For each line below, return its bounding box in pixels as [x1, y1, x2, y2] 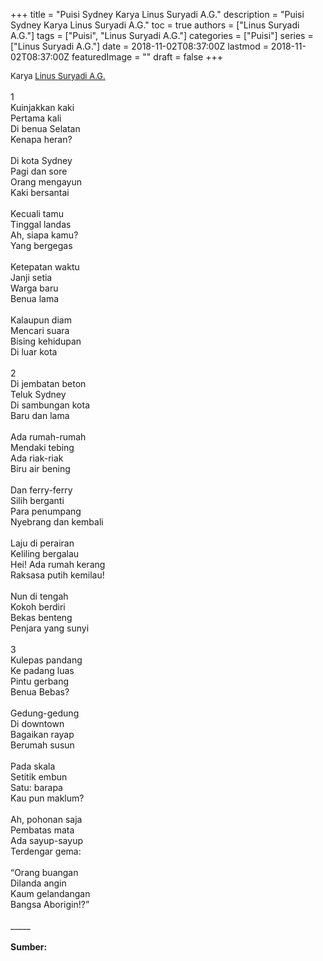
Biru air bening [10, 463, 71, 474]
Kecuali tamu [10, 208, 64, 219]
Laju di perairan [10, 537, 75, 549]
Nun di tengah [10, 590, 69, 602]
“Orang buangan [10, 867, 79, 878]
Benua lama [10, 293, 60, 304]
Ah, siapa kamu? [10, 229, 79, 241]
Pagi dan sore [10, 165, 68, 177]
